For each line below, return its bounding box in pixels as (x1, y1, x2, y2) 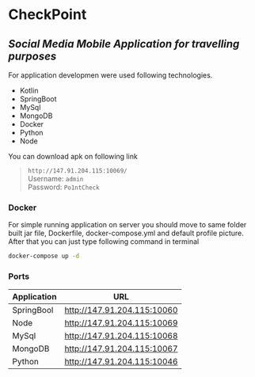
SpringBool (12, 305, 54, 316)
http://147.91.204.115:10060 (64, 305, 178, 316)
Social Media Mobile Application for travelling (8, 37, 240, 51)
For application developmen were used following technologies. (8, 70, 213, 80)
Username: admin (27, 174, 84, 183)
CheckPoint (8, 6, 87, 24)
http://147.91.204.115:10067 (64, 343, 178, 354)
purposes (8, 49, 57, 63)
